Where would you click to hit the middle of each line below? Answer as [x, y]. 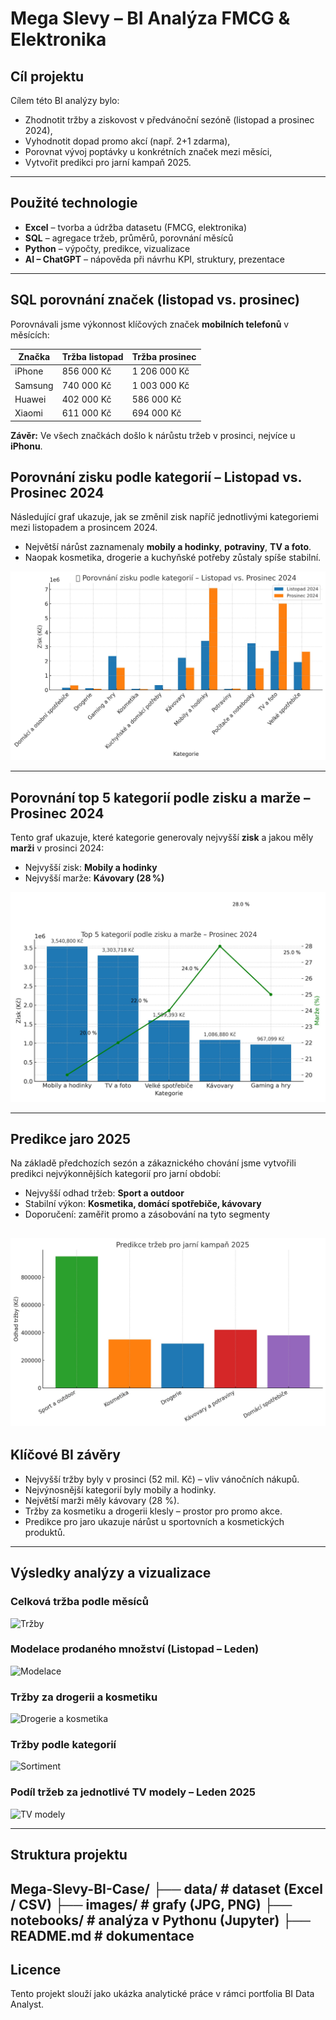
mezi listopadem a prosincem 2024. [84, 528]
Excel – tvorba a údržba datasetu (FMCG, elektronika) [136, 227]
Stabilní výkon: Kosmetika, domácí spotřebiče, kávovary [143, 1204]
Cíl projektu [47, 76]
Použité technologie [74, 203]
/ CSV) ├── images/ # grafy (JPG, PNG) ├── [151, 1904]
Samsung [34, 385]
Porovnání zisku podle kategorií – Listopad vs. [156, 477]
